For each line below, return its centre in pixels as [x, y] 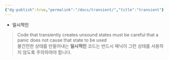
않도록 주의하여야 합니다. [47, 52]
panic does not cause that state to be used [62, 40]
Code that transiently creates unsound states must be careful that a [88, 34]
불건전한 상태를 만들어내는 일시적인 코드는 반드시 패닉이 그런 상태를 [83, 46]
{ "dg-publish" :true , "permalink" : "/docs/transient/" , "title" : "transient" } [84, 10]
